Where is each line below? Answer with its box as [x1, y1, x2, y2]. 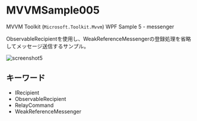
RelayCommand [14, 102, 54, 109]
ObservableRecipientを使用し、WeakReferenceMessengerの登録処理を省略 [6, 35, 191, 42]
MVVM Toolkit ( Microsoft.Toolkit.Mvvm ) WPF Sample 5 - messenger [6, 23, 174, 30]
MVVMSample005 [6, 4, 100, 17]
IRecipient [14, 89, 40, 96]
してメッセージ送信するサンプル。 [6, 42, 89, 50]
